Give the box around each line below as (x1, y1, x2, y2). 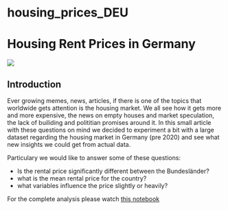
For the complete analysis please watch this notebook (7, 194, 160, 203)
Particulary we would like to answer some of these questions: (7, 153, 181, 162)
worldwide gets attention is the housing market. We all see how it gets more (7, 104, 222, 112)
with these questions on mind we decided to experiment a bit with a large (7, 126, 215, 134)
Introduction (7, 78, 62, 90)
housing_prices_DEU (7, 5, 129, 21)
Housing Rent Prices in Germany (7, 36, 196, 52)
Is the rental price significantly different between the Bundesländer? (16, 167, 209, 175)
